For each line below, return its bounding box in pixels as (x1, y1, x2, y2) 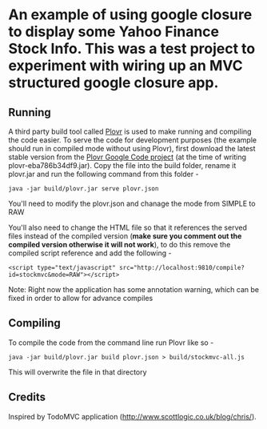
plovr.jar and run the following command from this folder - (8, 170, 199, 178)
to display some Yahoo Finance (8, 22, 220, 41)
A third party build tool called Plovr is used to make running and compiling (8, 126, 252, 136)
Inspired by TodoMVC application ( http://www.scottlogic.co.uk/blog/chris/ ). (8, 411, 257, 421)
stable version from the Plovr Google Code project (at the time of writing (8, 152, 246, 162)
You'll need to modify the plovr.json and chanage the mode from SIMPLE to (8, 198, 256, 208)
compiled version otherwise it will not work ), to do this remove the (8, 240, 231, 249)
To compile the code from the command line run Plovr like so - (8, 338, 214, 347)
